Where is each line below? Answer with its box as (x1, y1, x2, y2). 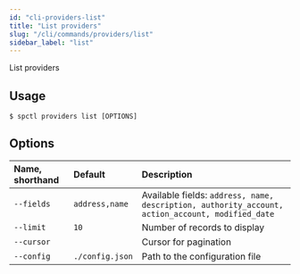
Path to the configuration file (141, 250, 262, 262)
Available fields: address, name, (141, 188, 274, 201)
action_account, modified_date (141, 209, 275, 219)
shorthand (13, 173, 60, 186)
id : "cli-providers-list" (9, 12, 105, 22)
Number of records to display (141, 220, 265, 233)
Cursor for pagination (141, 236, 232, 248)
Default (72, 168, 105, 180)
